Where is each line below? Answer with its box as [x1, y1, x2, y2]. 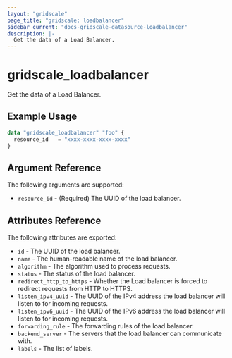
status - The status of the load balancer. [17, 269, 136, 278]
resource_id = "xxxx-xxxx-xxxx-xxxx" [13, 135, 131, 143]
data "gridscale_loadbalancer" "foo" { [7, 129, 125, 136]
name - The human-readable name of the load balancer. [17, 254, 178, 263]
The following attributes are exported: [7, 233, 117, 242]
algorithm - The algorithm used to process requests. [17, 262, 171, 271]
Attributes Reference [7, 214, 102, 226]
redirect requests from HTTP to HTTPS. [17, 285, 133, 293]
